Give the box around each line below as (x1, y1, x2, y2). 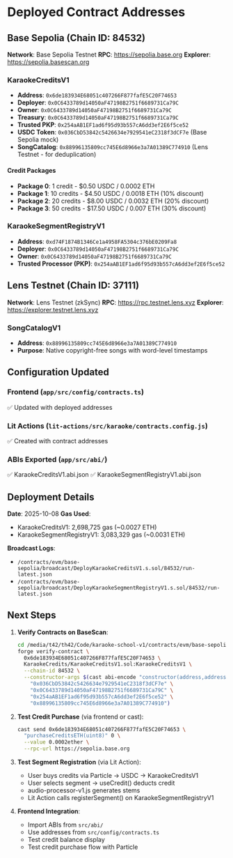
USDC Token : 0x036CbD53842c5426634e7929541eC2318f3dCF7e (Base (17, 128, 207, 137)
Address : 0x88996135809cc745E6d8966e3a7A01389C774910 (17, 339, 177, 347)
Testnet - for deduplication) (17, 151, 97, 159)
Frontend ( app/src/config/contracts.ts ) (7, 388, 145, 397)
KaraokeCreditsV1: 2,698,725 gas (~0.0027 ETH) (17, 523, 157, 531)
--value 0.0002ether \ (24, 739, 90, 746)
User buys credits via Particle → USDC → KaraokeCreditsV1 (27, 772, 199, 780)
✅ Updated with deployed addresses (7, 403, 113, 411)
